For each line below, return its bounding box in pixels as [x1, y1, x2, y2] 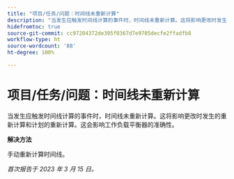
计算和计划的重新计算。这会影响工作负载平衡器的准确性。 [13, 120, 178, 129]
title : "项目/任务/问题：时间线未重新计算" [7, 10, 120, 17]
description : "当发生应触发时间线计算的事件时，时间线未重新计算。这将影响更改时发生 [7, 17, 228, 24]
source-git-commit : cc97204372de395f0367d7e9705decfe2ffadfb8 [7, 29, 192, 37]
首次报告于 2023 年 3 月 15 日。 [7, 164, 97, 173]
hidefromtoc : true [7, 23, 61, 30]
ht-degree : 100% [7, 49, 54, 56]
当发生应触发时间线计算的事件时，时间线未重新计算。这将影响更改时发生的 [7, 111, 221, 120]
